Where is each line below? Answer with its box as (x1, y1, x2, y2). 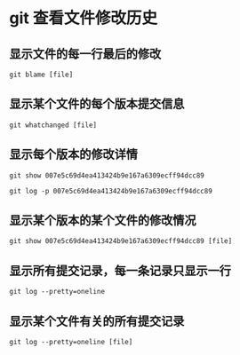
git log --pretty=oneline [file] (9, 338, 133, 347)
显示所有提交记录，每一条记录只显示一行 (9, 263, 231, 278)
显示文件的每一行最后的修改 (9, 46, 162, 61)
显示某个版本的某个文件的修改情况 (9, 213, 196, 228)
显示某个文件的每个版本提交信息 (9, 97, 185, 112)
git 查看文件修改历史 (9, 8, 158, 28)
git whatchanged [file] (9, 121, 98, 130)
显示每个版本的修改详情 (9, 147, 138, 162)
